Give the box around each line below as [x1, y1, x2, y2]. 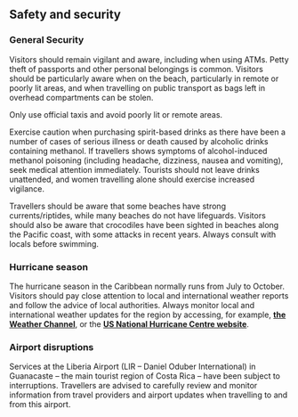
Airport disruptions [9, 340, 94, 353]
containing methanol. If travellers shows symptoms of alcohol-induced [9, 145, 268, 156]
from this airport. [9, 399, 71, 410]
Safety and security [9, 7, 122, 22]
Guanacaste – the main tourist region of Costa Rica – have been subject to [9, 371, 280, 381]
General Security [9, 34, 85, 46]
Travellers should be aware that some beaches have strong [9, 200, 227, 211]
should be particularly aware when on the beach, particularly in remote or [9, 73, 279, 84]
